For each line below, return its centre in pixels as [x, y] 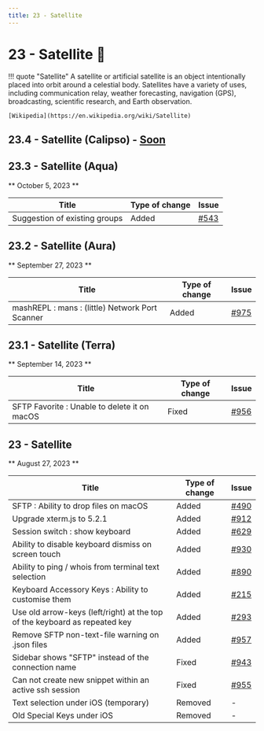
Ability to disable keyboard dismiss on [82, 545]
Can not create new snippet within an [81, 680]
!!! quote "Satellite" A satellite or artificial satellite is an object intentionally [127, 76]
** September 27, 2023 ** [50, 265]
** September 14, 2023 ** [50, 364]
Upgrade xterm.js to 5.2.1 [60, 519]
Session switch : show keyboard [71, 532]
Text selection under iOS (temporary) [81, 703]
